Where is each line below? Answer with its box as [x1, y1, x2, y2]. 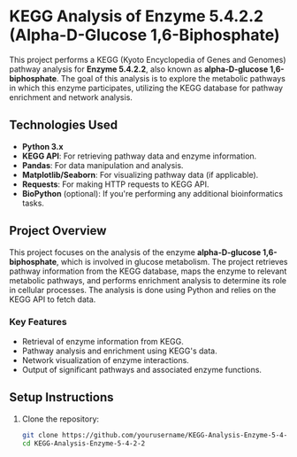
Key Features [9, 316, 68, 329]
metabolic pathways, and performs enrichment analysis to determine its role [9, 275, 287, 285]
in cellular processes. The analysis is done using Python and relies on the [9, 284, 277, 295]
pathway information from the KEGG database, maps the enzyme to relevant [9, 266, 287, 276]
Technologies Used [9, 118, 118, 133]
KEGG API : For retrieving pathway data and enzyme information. [21, 151, 257, 161]
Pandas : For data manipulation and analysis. [21, 159, 184, 170]
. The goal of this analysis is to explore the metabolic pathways [56, 73, 286, 83]
